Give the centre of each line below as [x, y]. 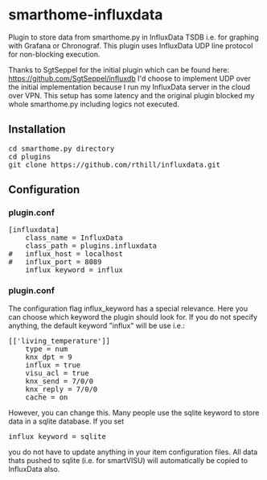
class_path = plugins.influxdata [91, 246]
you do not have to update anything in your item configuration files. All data [133, 452]
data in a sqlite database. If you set [66, 421]
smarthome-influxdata [86, 15]
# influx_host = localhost [66, 254]
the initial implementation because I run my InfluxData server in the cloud [129, 87]
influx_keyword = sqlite [57, 436]
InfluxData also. [34, 469]
